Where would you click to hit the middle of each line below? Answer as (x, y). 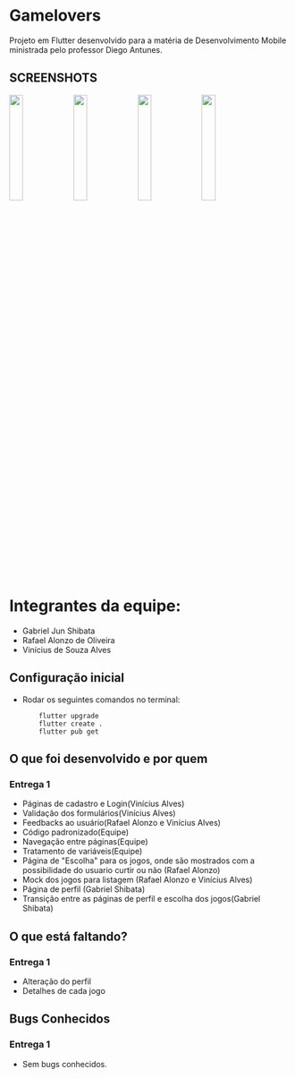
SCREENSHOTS (54, 78)
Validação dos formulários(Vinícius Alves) (99, 813)
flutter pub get (69, 731)
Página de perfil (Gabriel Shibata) (84, 889)
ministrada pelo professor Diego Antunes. (86, 49)
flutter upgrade (69, 716)
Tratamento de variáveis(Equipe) (82, 852)
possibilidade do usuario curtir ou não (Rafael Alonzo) (121, 870)
